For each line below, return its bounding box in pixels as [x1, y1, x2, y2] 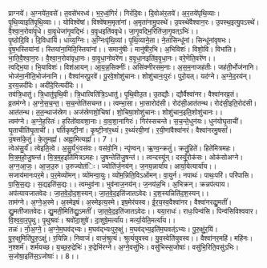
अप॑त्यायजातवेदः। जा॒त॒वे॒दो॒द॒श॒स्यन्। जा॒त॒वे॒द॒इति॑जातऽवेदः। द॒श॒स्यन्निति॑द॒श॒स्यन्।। [8, 189, 210, 198]
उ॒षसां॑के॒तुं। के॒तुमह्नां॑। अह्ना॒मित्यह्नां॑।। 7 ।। [8, 134, 119, 144]
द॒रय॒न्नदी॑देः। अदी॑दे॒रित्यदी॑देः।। [8, 81, 84, 90]
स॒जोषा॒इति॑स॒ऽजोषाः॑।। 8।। [8, 251, 79, 261]
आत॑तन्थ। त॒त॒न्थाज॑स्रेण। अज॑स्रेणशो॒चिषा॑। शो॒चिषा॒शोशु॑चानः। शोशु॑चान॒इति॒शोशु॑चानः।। [8, 107, 223, 117]
